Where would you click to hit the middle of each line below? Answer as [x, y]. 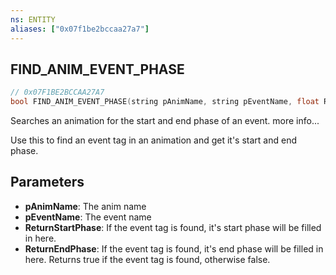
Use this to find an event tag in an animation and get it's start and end [154, 140]
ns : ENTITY [33, 19]
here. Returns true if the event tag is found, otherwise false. [147, 259]
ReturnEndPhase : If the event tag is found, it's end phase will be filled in [174, 248]
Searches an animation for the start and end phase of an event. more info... [165, 121]
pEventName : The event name [88, 217]
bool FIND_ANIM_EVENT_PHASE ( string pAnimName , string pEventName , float [165, 102]
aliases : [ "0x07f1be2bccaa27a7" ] [80, 29]
